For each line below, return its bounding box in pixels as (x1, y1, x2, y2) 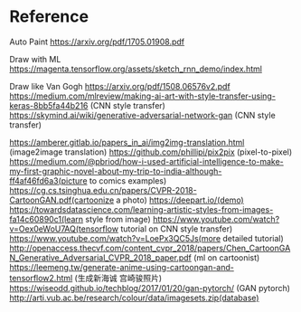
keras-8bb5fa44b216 (9, 99, 89, 110)
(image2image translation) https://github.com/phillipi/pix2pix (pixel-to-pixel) (9, 147, 293, 157)
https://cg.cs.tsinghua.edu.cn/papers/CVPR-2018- (9, 184, 197, 195)
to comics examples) (89, 175, 167, 186)
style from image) (85, 213, 151, 224)
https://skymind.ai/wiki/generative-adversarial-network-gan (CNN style (9, 109, 276, 120)
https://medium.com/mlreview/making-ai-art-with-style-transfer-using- (9, 90, 276, 101)
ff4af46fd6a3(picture (9, 175, 88, 186)
